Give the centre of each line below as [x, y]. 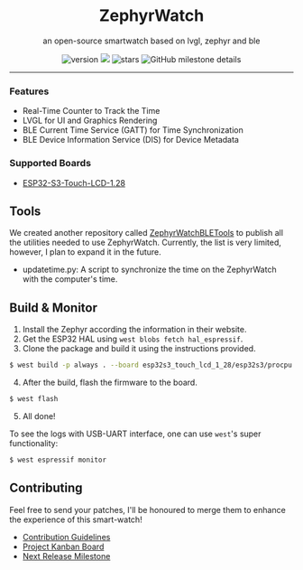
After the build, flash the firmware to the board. [110, 383]
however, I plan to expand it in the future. [86, 252]
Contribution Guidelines [66, 537]
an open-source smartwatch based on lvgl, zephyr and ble [151, 41]
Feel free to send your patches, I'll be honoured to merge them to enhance [147, 509]
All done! [39, 416]
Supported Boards [50, 164]
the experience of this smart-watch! [76, 519]
